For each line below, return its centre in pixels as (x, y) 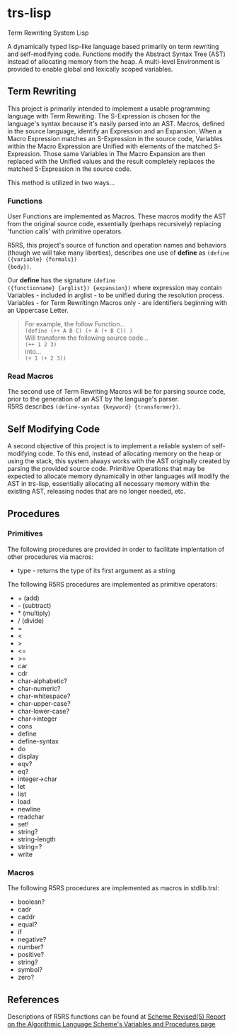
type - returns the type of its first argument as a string (96, 570)
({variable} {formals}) (42, 260)
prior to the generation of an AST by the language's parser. (93, 399)
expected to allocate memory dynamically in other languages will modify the (118, 476)
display (28, 756)
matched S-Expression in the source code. (70, 169)
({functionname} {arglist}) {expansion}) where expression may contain (115, 288)
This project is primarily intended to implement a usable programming (109, 109)
